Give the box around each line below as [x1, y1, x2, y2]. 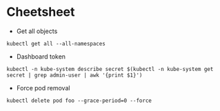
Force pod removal [16, 83, 70, 92]
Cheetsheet [6, 4, 75, 20]
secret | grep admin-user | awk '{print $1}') [6, 72, 143, 79]
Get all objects [16, 27, 58, 35]
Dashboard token [16, 52, 66, 61]
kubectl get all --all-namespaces [6, 40, 106, 47]
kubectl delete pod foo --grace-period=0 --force [6, 97, 152, 104]
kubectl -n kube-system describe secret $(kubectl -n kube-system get [6, 65, 214, 72]
